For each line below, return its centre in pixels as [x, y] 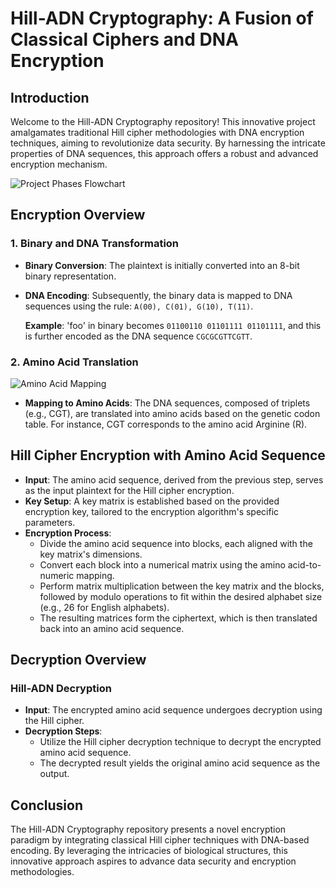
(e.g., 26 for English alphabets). [104, 607]
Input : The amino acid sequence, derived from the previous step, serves [174, 479]
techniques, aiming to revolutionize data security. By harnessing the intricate [168, 143]
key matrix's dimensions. [91, 554]
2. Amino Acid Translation [74, 362]
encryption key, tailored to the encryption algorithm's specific [152, 511]
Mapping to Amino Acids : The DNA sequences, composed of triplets [167, 403]
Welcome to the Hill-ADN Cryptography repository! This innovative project [163, 121]
